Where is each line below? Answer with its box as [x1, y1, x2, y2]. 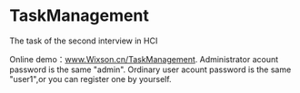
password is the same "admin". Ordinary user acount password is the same [9, 64, 292, 75]
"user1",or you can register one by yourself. [9, 73, 172, 84]
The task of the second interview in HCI [9, 35, 158, 46]
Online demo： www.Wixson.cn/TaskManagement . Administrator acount [9, 53, 279, 64]
